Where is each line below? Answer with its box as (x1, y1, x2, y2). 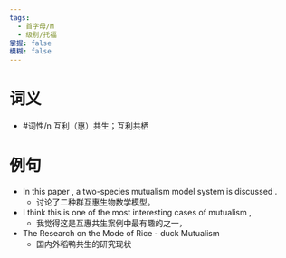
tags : (9, 13, 30, 23)
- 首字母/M (17, 22, 54, 31)
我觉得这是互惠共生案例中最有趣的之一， (35, 218, 187, 228)
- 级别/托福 (17, 30, 57, 39)
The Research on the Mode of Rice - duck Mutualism (22, 228, 220, 238)
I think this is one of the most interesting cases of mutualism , (22, 207, 252, 217)
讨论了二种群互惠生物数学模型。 (35, 196, 156, 207)
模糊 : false (9, 47, 52, 56)
